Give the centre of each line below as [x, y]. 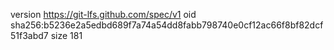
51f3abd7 [29, 35]
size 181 [66, 35]
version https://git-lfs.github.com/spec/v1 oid [103, 14]
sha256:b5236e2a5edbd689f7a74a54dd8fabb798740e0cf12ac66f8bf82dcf [167, 25]
